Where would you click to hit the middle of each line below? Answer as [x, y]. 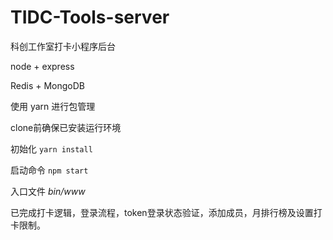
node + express [42, 66]
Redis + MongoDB [48, 85]
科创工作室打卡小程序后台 [63, 46]
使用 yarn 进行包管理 [53, 106]
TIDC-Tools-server [90, 17]
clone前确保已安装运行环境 [66, 127]
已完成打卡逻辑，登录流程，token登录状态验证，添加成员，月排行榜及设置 [162, 212]
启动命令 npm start [49, 170]
